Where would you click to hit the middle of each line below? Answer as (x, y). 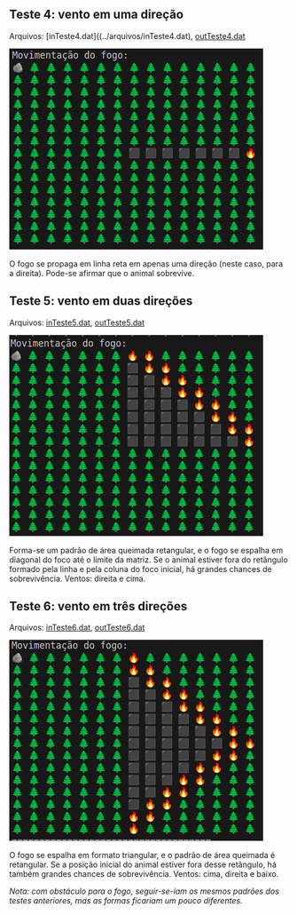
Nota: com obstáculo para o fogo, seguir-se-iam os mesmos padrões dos (144, 891)
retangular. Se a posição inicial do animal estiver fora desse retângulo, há (143, 864)
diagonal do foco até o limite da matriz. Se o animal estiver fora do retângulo (148, 560)
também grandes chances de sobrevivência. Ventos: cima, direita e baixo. (144, 874)
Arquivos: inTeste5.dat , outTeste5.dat (77, 322)
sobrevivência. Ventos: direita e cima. (78, 578)
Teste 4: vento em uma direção (97, 15)
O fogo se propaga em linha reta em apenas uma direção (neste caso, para (146, 263)
